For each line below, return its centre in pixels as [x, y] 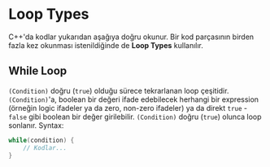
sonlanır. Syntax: [36, 125]
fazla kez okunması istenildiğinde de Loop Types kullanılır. [106, 45]
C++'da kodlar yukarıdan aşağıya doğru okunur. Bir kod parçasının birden [131, 37]
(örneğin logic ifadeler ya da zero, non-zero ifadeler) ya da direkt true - [128, 108]
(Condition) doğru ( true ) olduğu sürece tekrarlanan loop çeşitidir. [119, 90]
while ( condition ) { [41, 140]
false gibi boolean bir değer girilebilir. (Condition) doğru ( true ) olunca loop [135, 116]
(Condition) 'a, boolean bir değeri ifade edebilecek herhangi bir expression [133, 99]
